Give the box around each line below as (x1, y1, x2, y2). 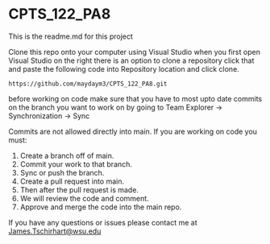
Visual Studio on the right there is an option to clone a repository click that (8, 56, 255, 65)
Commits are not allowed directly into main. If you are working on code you (8, 126, 258, 136)
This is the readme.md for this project (8, 31, 133, 41)
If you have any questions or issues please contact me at (8, 217, 197, 227)
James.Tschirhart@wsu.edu (8, 226, 102, 236)
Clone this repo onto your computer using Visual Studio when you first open (8, 47, 260, 56)
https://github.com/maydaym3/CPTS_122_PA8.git (8, 80, 168, 88)
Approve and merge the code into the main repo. (19, 202, 182, 212)
